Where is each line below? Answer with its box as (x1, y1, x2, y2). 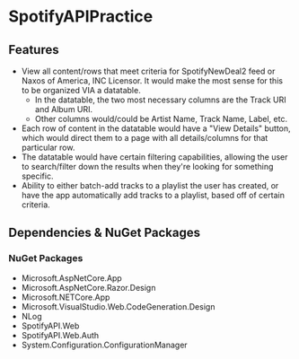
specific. (21, 171, 54, 181)
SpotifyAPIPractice (8, 6, 154, 27)
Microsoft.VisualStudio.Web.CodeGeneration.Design (21, 301, 215, 311)
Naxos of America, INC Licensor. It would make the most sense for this (21, 75, 284, 86)
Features (8, 42, 59, 57)
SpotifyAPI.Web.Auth (21, 329, 100, 340)
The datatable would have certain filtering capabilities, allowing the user (21, 152, 288, 162)
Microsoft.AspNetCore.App (21, 272, 122, 284)
